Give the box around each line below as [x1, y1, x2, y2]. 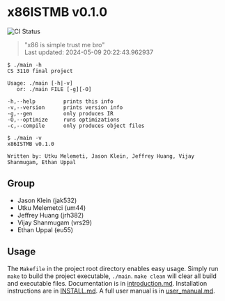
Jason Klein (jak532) [17, 196, 77, 204]
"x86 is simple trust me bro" [24, 40, 105, 49]
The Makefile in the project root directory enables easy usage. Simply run [7, 264, 219, 272]
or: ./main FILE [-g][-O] [16, 86, 92, 92]
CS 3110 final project [7, 67, 73, 74]
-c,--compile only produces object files [7, 122, 145, 129]
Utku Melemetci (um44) [17, 203, 86, 212]
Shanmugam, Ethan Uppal [7, 158, 77, 165]
